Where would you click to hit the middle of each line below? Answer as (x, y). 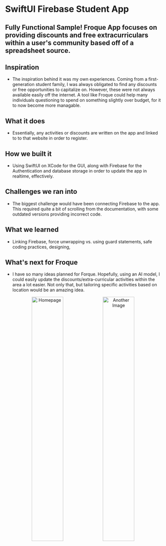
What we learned (32, 230)
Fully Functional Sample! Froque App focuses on (81, 27)
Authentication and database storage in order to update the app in (80, 171)
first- (153, 79)
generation (23, 85)
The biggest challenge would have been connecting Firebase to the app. (86, 203)
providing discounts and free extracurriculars (77, 35)
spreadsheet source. (38, 50)
